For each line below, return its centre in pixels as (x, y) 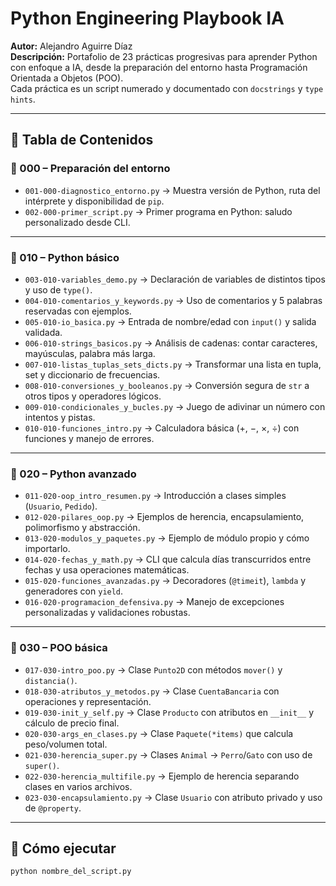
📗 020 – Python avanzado (73, 474)
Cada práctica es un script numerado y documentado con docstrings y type (167, 88)
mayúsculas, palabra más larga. (90, 353)
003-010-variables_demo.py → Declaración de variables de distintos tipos (175, 279)
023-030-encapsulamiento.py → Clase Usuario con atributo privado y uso (173, 797)
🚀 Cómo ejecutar (63, 848)
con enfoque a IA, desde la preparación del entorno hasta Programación (159, 67)
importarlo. (47, 549)
